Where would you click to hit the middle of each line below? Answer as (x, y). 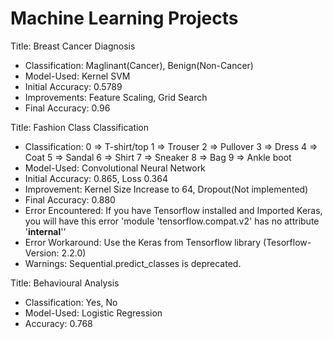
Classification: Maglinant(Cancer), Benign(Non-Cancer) (139, 65)
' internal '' (45, 231)
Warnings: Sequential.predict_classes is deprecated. (133, 263)
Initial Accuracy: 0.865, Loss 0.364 (96, 178)
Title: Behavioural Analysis (65, 283)
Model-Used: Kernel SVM (77, 76)
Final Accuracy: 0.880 (70, 199)
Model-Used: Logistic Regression (93, 313)
